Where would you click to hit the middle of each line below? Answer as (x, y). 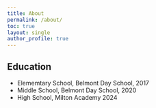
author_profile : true (38, 39)
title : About (26, 13)
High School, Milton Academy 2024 (67, 97)
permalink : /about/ (35, 20)
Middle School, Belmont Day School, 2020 (77, 90)
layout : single (29, 32)
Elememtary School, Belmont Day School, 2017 (83, 83)
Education (29, 67)
